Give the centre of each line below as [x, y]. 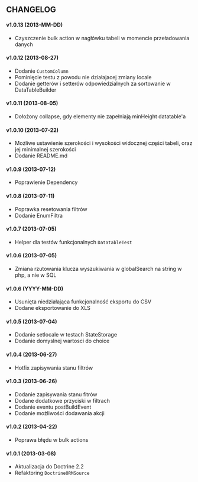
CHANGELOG [31, 10]
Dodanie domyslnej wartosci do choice [62, 341]
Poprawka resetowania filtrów [51, 209]
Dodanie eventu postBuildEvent [53, 407]
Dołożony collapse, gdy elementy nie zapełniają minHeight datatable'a [100, 117]
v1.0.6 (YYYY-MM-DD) [35, 289]
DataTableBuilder [35, 90]
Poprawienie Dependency [46, 182]
